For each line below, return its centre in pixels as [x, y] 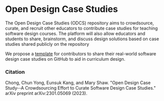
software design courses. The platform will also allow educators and [75, 33]
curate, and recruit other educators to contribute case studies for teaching [82, 28]
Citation [15, 72]
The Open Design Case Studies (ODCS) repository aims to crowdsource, [80, 23]
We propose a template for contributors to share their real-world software [81, 54]
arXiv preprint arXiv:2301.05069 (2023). [46, 94]
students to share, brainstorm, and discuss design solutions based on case [82, 39]
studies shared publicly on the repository [47, 44]
